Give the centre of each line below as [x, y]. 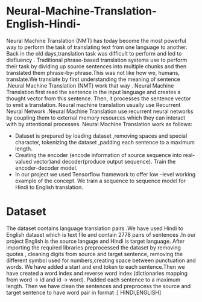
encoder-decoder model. [46, 168]
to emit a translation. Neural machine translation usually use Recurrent [93, 104]
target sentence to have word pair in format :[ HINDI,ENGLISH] [84, 292]
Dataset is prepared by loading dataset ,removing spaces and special [101, 136]
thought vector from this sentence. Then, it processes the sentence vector [99, 98]
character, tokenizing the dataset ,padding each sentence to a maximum [105, 142]
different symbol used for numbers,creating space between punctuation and [101, 260]
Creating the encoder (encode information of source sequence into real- [105, 155]
